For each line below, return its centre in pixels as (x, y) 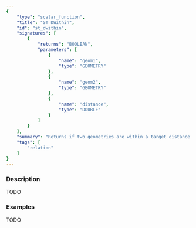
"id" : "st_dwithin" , (42, 28)
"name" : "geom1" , (80, 60)
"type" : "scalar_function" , (51, 17)
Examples (21, 207)
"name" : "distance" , (84, 104)
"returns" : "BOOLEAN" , (65, 45)
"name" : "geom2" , (80, 83)
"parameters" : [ (57, 50)
